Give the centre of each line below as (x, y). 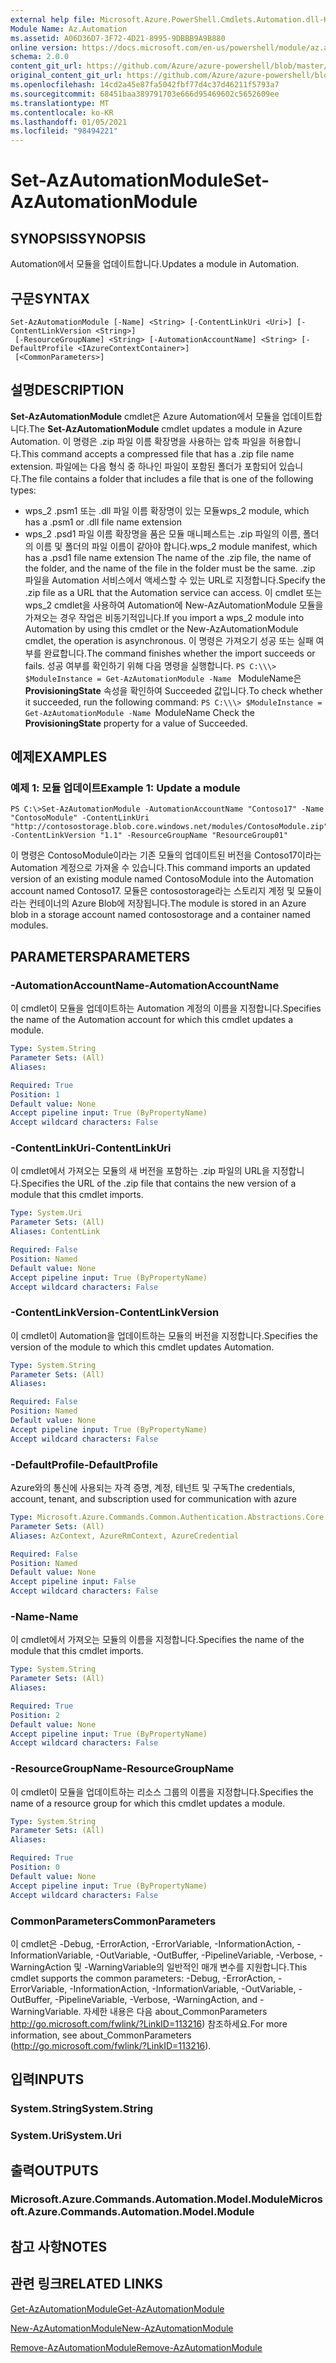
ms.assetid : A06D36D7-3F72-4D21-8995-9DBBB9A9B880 (118, 38)
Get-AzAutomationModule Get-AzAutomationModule (117, 2308)
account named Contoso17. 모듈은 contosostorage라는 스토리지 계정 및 (152, 891)
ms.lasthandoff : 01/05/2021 (69, 122)
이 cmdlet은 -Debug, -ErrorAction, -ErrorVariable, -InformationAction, (152, 1943)
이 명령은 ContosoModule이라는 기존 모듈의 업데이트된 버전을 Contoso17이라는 (166, 855)
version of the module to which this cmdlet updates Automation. (142, 1347)
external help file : (53, 19)
